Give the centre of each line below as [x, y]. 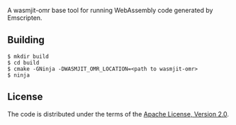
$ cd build [23, 62]
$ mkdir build [28, 56]
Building [26, 40]
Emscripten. [25, 18]
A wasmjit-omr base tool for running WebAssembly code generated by [110, 10]
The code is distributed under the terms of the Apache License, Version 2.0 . [118, 114]
